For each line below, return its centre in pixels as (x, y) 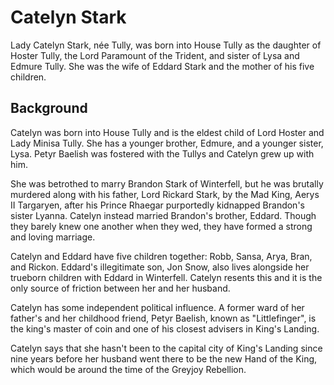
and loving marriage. (53, 237)
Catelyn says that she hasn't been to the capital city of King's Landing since (166, 348)
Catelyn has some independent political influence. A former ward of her (157, 307)
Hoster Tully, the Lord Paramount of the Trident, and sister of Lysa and (155, 55)
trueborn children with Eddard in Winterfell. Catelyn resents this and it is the (166, 277)
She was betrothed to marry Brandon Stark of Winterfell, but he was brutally (167, 183)
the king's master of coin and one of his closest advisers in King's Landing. (165, 328)
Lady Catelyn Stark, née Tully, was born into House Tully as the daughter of (166, 45)
